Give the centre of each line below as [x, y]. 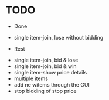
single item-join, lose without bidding [59, 37]
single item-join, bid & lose [46, 60]
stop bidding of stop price [45, 91]
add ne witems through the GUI [52, 84]
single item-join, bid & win [45, 66]
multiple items [31, 78]
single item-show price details [50, 72]
